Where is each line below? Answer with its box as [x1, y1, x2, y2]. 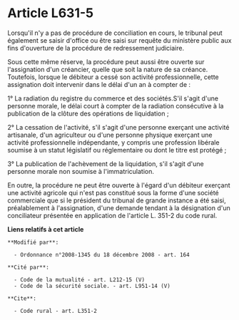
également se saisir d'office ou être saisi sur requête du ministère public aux [7, 36, 232, 44]
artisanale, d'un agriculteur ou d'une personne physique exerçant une [7, 130, 213, 139]
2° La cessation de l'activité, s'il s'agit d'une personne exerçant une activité [7, 123, 230, 131]
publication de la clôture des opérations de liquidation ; [7, 109, 169, 118]
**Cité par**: [7, 264, 50, 271]
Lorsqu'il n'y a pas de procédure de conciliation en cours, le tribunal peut [7, 29, 223, 37]
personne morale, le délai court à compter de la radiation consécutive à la [7, 101, 224, 110]
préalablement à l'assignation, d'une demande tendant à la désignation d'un [7, 203, 230, 212]
